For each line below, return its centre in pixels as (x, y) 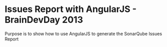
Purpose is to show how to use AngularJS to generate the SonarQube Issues (83, 33)
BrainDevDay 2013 (44, 20)
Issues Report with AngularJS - (71, 9)
